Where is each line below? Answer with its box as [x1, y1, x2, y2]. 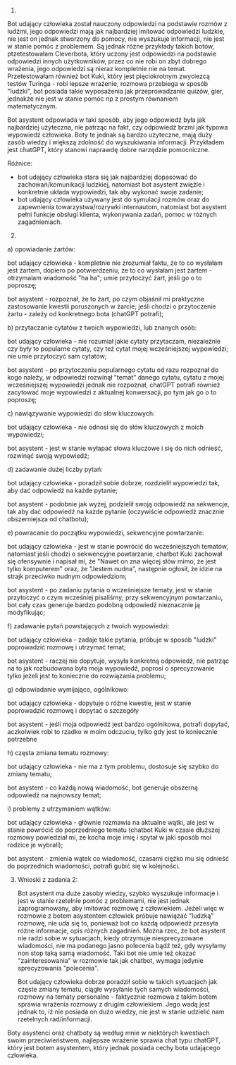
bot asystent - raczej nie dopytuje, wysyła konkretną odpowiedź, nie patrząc [7, 656, 230, 665]
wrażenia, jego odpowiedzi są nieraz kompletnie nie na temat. [7, 65, 187, 73]
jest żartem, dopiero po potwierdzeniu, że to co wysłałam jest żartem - [7, 266, 213, 274]
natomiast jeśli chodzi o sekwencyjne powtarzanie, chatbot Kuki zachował [7, 549, 223, 558]
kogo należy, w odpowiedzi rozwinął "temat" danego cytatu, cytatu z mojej [7, 373, 224, 381]
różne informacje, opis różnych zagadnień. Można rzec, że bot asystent [17, 926, 225, 935]
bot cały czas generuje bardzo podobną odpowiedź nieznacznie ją [7, 601, 201, 609]
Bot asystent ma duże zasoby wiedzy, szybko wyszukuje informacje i [17, 889, 219, 897]
